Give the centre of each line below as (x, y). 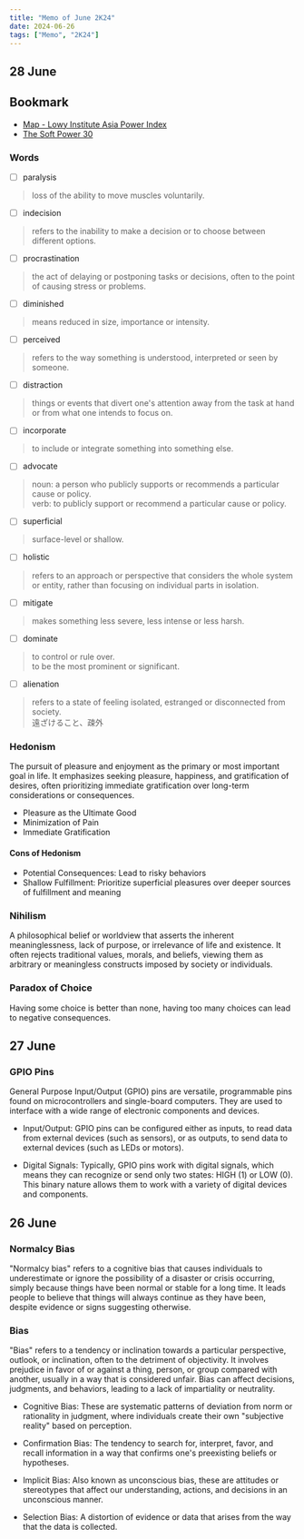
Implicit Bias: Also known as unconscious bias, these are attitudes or (151, 1480)
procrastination (51, 258)
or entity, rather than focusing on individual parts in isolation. (145, 585)
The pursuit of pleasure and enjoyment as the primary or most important (144, 766)
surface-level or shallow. (78, 539)
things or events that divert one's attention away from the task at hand (163, 403)
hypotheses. (46, 1463)
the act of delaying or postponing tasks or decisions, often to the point (163, 277)
